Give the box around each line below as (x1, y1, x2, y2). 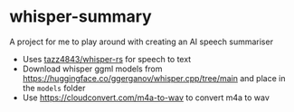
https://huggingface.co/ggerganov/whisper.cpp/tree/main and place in (22, 72, 286, 83)
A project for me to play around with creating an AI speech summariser (9, 36, 274, 47)
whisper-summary (9, 6, 152, 27)
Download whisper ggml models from (22, 63, 163, 74)
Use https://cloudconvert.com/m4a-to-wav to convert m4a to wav (22, 92, 270, 103)
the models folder (22, 82, 86, 93)
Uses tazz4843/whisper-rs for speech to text (22, 53, 192, 64)
